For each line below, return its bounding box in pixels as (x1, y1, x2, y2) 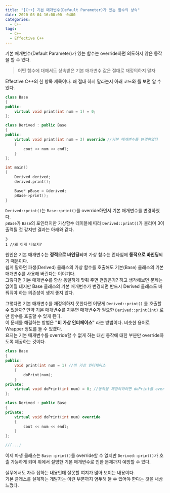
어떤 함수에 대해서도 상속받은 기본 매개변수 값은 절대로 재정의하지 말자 (17, 67, 156, 74)
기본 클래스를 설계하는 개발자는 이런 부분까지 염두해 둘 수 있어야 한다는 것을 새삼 (5, 476, 163, 482)
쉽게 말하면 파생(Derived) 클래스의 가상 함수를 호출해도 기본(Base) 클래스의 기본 (5, 265, 164, 271)
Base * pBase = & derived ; (14, 188, 67, 193)
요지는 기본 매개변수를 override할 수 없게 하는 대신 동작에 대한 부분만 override (5, 332, 160, 338)
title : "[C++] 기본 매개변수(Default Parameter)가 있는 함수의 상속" (5, 7, 140, 13)
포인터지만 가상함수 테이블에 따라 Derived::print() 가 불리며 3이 (36, 220, 164, 226)
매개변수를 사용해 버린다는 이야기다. (5, 271, 76, 277)
